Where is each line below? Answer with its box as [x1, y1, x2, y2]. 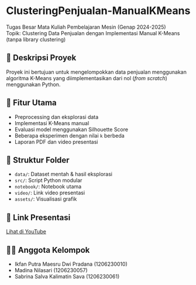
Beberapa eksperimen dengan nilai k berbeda [14, 132, 125, 139]
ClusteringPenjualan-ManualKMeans [6, 4, 191, 18]
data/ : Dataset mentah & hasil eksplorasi [14, 171, 113, 178]
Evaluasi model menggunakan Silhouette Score [14, 126, 129, 133]
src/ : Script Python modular [14, 177, 82, 184]
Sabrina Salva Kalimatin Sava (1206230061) [14, 273, 120, 280]
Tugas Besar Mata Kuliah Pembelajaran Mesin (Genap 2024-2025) [6, 23, 166, 30]
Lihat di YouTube [6, 228, 47, 235]
